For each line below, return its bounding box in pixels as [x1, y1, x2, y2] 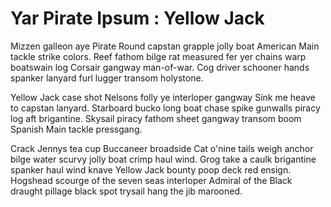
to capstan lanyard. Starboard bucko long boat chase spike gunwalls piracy [10, 102, 321, 114]
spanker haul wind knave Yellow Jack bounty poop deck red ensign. [10, 163, 292, 176]
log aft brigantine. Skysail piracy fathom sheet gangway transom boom [10, 112, 302, 124]
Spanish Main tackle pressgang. [10, 123, 143, 135]
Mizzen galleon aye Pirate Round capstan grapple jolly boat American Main [10, 40, 320, 52]
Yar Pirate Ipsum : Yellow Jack [10, 7, 265, 30]
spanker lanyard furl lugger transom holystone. [10, 72, 204, 84]
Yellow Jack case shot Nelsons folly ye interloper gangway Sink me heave [10, 91, 316, 103]
